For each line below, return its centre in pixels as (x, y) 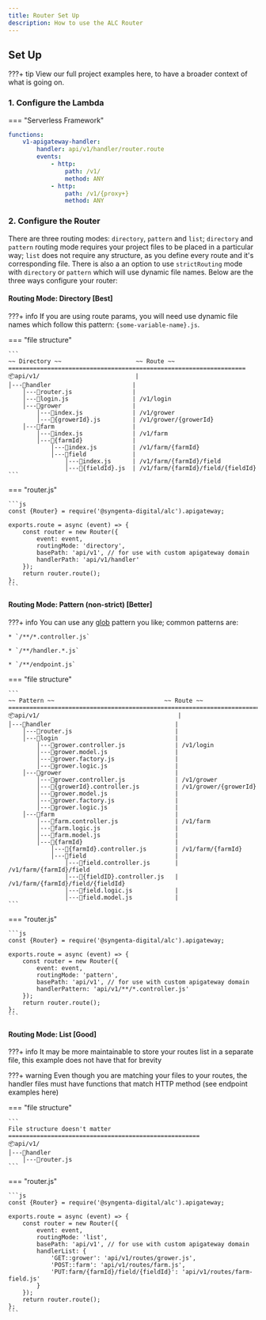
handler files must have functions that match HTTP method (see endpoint (128, 1084)
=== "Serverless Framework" (56, 120)
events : (49, 157)
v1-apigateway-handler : (62, 142)
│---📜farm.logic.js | (108, 829)
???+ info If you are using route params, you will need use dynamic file (123, 316)
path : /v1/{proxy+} (97, 193)
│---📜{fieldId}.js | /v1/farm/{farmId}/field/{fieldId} (161, 468)
